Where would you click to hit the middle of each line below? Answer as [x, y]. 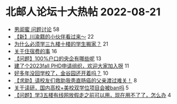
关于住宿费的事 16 [35, 51]
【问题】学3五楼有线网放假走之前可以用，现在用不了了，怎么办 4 [92, 95]
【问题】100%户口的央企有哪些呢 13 [58, 58]
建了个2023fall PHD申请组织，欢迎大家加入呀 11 [72, 65]
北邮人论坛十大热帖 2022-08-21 [83, 12]
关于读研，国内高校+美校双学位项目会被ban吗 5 [72, 88]
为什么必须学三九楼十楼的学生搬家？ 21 [61, 44]
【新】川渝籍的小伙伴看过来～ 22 [54, 36]
